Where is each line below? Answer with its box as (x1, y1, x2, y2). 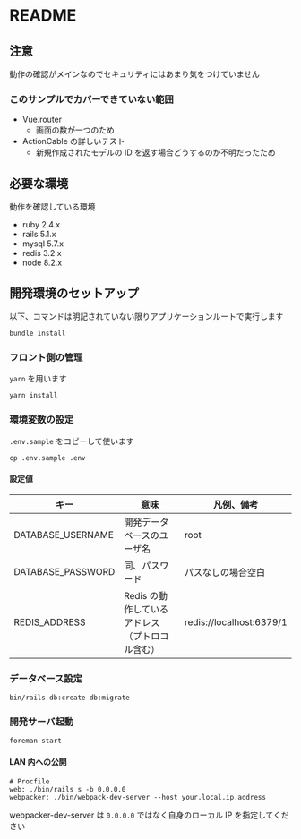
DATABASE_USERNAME (13, 528, 114, 541)
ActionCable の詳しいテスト (21, 136, 125, 147)
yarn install (9, 391, 58, 400)
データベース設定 (9, 672, 83, 685)
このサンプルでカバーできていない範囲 (9, 93, 174, 106)
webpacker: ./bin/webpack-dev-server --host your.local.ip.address (9, 792, 267, 801)
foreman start (9, 736, 63, 746)
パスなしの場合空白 (184, 566, 266, 578)
